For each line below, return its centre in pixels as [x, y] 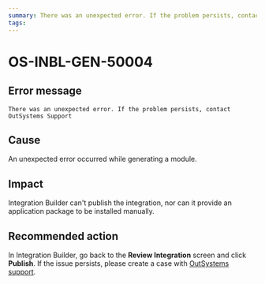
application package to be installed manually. [82, 211]
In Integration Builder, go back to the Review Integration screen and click [127, 255]
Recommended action [63, 236]
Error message [45, 91]
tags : [17, 23]
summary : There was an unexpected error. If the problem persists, [121, 15]
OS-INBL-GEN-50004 [81, 62]
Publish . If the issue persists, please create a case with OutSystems [119, 263]
